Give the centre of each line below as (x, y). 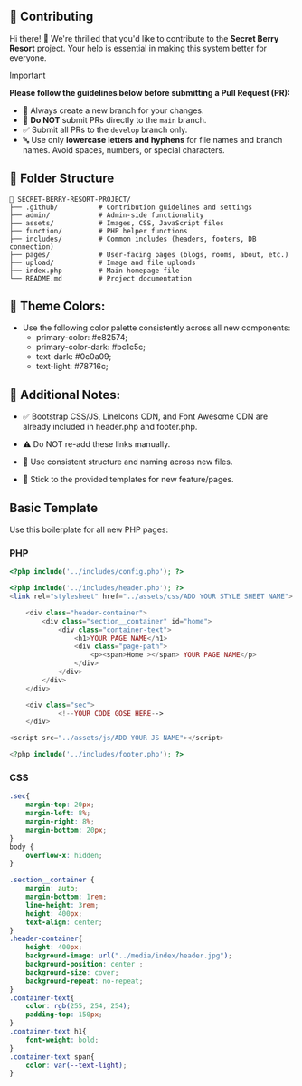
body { (22, 847)
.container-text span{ (52, 1057)
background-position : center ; (85, 965)
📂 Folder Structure (62, 179)
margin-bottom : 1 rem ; (66, 897)
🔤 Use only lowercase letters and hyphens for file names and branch (152, 139)
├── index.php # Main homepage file (94, 271)
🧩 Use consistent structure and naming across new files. (127, 462)
